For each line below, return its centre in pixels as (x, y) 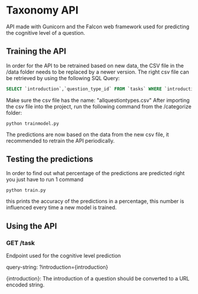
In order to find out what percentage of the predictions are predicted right (95, 173)
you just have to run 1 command (45, 180)
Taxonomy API (42, 10)
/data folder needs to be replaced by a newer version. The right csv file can (98, 72)
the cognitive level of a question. (46, 32)
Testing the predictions (49, 159)
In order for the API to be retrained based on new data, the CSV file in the (95, 65)
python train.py (26, 190)
